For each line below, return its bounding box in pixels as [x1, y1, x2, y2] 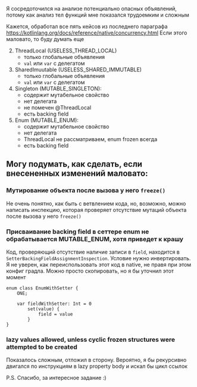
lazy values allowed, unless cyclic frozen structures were [6, 335, 176, 344]
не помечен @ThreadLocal [23, 104, 92, 111]
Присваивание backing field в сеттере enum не [6, 227, 149, 236]
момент [6, 273, 26, 280]
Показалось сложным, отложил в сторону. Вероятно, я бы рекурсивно [6, 357, 187, 364]
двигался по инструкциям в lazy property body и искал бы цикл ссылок [6, 363, 188, 370]
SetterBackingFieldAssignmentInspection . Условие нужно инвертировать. [6, 254, 191, 261]
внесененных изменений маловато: [6, 168, 148, 179]
